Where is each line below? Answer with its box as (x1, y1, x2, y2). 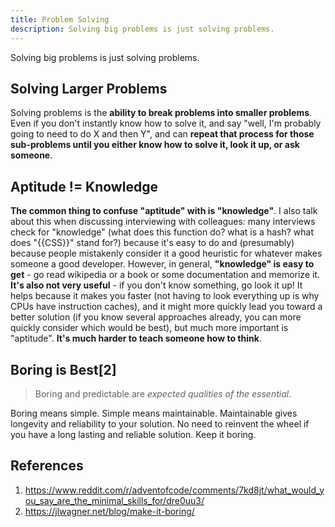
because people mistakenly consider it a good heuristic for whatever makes (10, 247, 323, 260)
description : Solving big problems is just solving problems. (10, 24, 275, 34)
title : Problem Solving (10, 14, 110, 25)
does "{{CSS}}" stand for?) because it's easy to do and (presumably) (10, 237, 295, 249)
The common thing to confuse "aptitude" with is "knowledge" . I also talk (10, 205, 318, 217)
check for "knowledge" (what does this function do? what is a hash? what (10, 226, 314, 238)
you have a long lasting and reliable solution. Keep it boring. (10, 428, 257, 440)
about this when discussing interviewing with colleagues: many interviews (10, 216, 316, 228)
